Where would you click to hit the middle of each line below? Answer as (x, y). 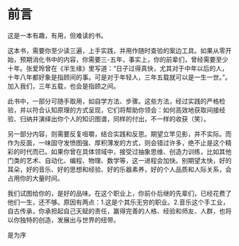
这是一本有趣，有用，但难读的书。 (57, 35)
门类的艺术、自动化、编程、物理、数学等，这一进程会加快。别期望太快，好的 (119, 160)
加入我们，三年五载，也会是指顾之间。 (63, 86)
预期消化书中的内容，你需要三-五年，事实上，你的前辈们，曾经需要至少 (124, 59)
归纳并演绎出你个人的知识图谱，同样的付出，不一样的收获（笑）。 (115, 118)
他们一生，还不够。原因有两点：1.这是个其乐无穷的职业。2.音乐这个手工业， (118, 202)
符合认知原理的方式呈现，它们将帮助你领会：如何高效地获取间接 (125, 110)
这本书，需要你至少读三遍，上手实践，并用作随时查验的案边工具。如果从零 (116, 50)
